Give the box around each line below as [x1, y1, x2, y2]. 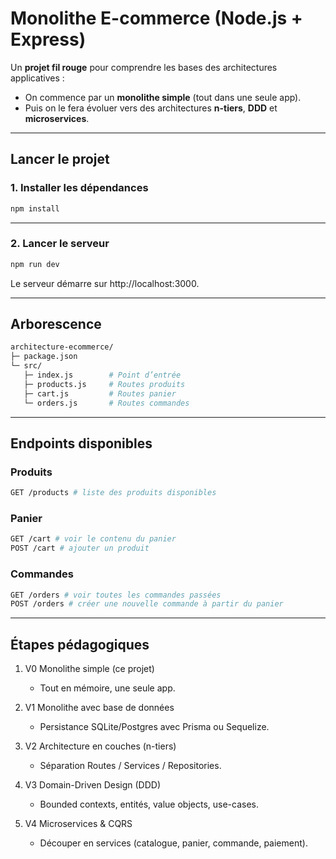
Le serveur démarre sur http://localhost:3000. [10, 277, 200, 289]
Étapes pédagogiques [10, 636, 150, 653]
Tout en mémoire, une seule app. [39, 682, 176, 694]
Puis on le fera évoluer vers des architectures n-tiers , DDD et [24, 102, 278, 114]
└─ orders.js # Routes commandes [23, 398, 190, 408]
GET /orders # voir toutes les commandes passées [10, 590, 222, 600]
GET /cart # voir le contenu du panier [10, 534, 177, 544]
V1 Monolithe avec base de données [24, 702, 175, 714]
